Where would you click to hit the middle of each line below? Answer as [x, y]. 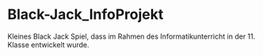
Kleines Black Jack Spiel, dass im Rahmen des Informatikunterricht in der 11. [131, 36]
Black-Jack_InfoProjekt [86, 15]
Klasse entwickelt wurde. [48, 44]
